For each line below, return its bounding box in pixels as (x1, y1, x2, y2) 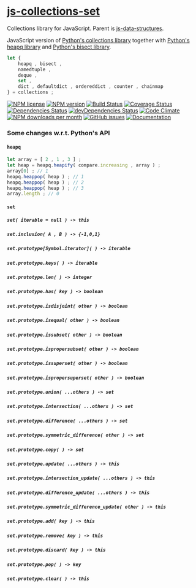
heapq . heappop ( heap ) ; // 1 (7, 173, 85, 179)
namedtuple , (18, 66, 51, 73)
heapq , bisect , (18, 60, 62, 67)
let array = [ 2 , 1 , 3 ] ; (7, 157, 81, 163)
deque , (18, 72, 37, 78)
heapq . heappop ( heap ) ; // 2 (7, 179, 85, 186)
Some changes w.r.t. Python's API (7, 128, 110, 137)
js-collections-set (7, 4, 100, 18)
